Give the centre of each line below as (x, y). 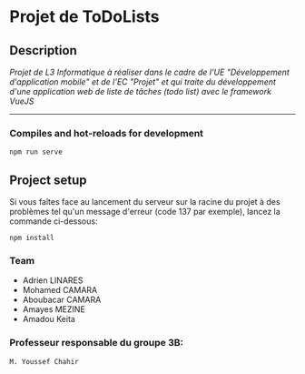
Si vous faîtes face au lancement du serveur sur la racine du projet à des (145, 202)
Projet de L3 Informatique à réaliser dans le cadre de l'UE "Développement (150, 72)
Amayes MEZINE (54, 309)
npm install (32, 238)
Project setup (49, 180)
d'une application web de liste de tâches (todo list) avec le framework (141, 91)
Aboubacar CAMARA (62, 300)
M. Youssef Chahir (44, 361)
